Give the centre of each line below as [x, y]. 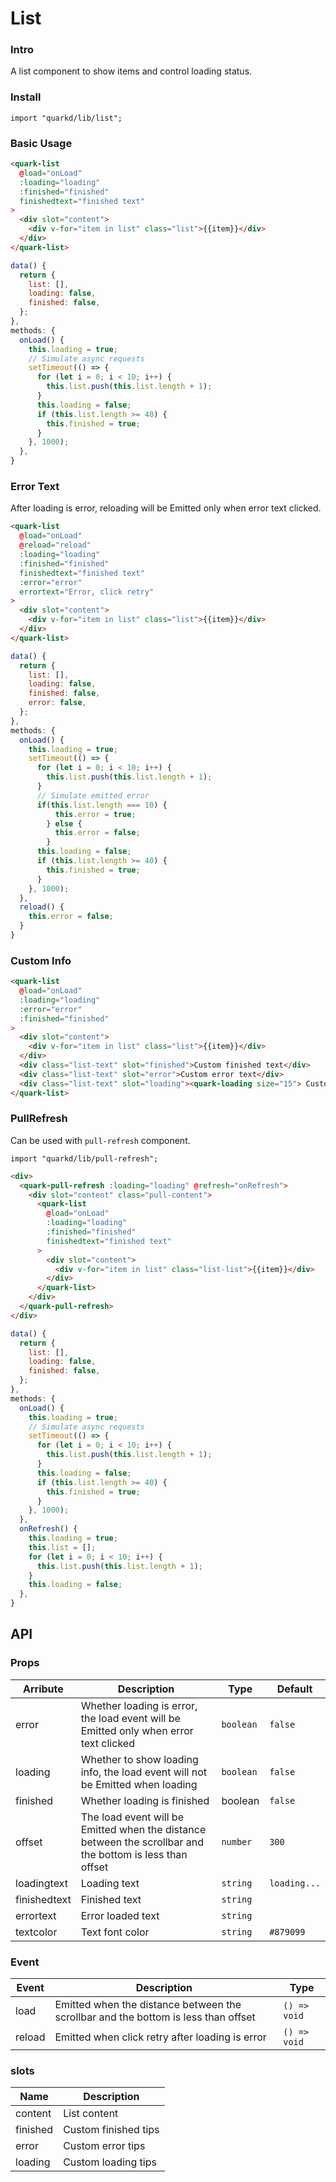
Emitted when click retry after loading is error [160, 2037]
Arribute [43, 1689]
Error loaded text [120, 1915]
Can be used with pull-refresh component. [100, 1140]
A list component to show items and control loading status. [131, 71]
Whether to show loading [139, 1759]
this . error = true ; [95, 814]
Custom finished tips [111, 2130]
